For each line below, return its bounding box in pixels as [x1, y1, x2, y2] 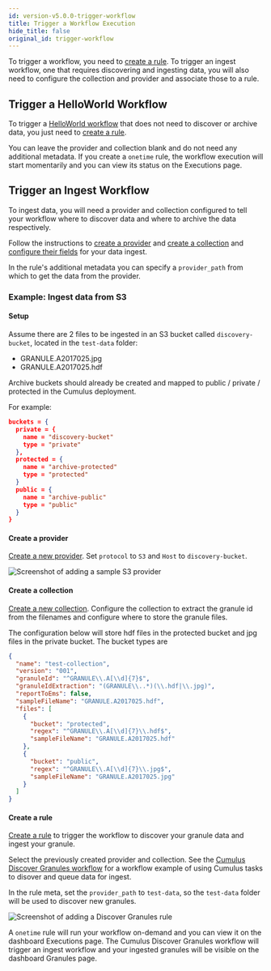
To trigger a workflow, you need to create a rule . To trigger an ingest [8, 57, 236, 66]
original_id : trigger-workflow [8, 34, 114, 43]
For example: [8, 402, 53, 411]
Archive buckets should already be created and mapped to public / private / [8, 378, 260, 387]
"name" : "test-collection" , [15, 659, 111, 668]
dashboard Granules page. [8, 953, 97, 964]
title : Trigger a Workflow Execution [8, 19, 136, 28]
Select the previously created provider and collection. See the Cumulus [8, 855, 246, 865]
